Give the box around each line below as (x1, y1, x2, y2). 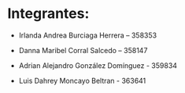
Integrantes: (7, 5, 90, 23)
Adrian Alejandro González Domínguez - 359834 (18, 60, 178, 70)
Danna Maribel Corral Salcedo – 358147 (18, 45, 148, 55)
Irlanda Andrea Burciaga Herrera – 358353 (18, 30, 157, 40)
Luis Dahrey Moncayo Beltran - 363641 (18, 76, 146, 85)
